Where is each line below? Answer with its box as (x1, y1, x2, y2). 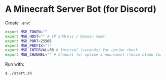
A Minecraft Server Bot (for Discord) (5, 3, 157, 15)
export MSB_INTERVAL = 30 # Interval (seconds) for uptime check (5, 48, 138, 53)
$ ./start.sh (5, 71, 32, 76)
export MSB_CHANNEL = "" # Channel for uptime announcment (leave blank (5, 52, 154, 57)
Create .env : (5, 20, 31, 26)
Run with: (5, 61, 25, 67)
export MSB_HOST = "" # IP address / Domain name (5, 34, 105, 39)
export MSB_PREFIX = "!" (5, 43, 52, 48)
